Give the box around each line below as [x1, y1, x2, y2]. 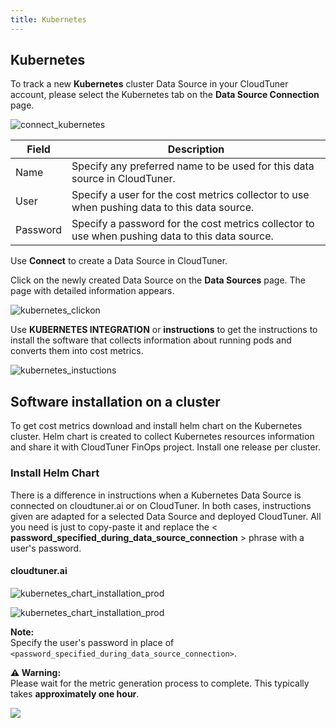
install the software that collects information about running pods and [10, 334, 292, 346]
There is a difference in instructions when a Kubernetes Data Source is [10, 489, 302, 501]
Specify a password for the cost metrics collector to [71, 217, 315, 231]
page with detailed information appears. [10, 285, 175, 297]
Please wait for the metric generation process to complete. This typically [10, 677, 310, 689]
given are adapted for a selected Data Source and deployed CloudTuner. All [10, 510, 322, 522]
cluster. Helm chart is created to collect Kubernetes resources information [10, 431, 315, 443]
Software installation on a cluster [10, 393, 221, 410]
